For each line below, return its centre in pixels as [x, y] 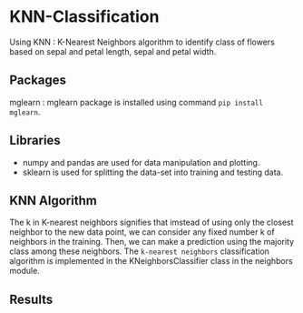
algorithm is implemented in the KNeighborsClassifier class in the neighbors [151, 261]
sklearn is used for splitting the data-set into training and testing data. [153, 172]
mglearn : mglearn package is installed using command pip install [136, 102]
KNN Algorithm [53, 201]
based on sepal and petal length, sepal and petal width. [113, 51]
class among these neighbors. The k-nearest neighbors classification [140, 251]
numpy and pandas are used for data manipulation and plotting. [141, 162]
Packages [38, 81]
